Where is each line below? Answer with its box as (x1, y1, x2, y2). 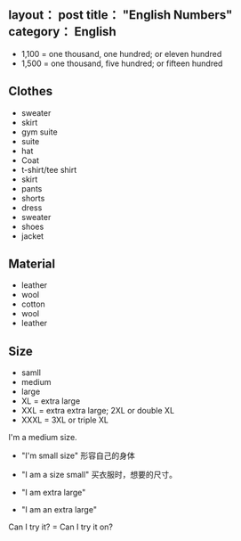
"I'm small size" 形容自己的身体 (20, 450, 135, 461)
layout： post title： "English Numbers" (8, 7, 233, 23)
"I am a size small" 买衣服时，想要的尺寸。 (20, 470, 178, 480)
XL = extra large (20, 396, 81, 406)
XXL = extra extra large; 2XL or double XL (20, 406, 175, 416)
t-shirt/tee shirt (20, 164, 77, 175)
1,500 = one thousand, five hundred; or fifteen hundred (20, 58, 223, 69)
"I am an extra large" (20, 504, 97, 515)
